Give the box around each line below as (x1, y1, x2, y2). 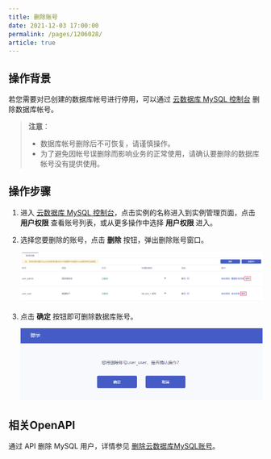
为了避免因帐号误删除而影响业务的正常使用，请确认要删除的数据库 (40, 149, 260, 159)
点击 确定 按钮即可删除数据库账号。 (19, 311, 138, 322)
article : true (8, 39, 56, 47)
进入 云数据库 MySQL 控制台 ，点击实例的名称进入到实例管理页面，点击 (19, 207, 256, 217)
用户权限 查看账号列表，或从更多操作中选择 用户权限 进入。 (19, 218, 218, 227)
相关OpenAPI (8, 418, 76, 432)
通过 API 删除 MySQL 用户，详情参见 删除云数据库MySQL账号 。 (8, 441, 220, 451)
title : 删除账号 (8, 13, 58, 21)
